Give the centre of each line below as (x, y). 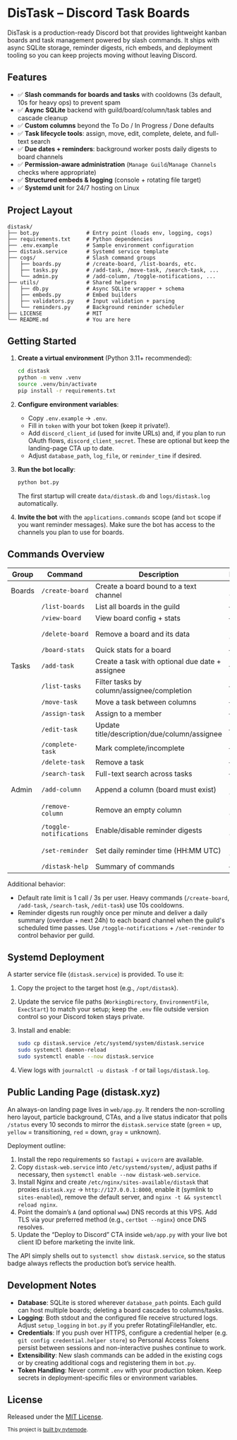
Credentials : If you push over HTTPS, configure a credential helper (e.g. (122, 1332)
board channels (40, 156)
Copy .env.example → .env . (68, 418)
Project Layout (40, 210)
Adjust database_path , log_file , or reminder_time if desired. (115, 455)
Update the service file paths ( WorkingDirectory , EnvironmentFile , (113, 1001)
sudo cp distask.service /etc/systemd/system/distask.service (111, 1044)
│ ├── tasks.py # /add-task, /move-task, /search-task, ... (113, 270)
